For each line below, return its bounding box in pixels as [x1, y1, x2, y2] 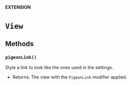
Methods [5, 39, 34, 48]
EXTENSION [5, 4, 31, 10]
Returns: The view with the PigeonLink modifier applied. [12, 74, 127, 80]
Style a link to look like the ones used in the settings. [5, 64, 113, 70]
